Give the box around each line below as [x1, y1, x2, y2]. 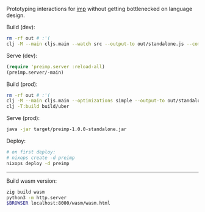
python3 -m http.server [6, 194, 67, 200]
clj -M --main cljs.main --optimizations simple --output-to [6, 97, 165, 104]
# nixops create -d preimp [6, 155, 75, 161]
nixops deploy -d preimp [6, 160, 70, 166]
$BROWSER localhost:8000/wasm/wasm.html [6, 200, 111, 207]
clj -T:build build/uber [6, 104, 70, 110]
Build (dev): [6, 24, 35, 30]
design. [6, 12, 26, 19]
